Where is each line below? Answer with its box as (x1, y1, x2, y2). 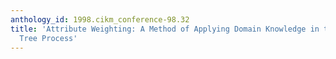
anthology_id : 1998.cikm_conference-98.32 (10, 14, 190, 25)
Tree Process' (19, 33, 78, 43)
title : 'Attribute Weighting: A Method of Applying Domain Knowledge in (10, 24, 320, 34)
